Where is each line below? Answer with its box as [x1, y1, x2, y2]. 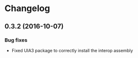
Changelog [4, 3, 50, 14]
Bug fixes [4, 37, 28, 43]
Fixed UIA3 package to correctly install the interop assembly [11, 47, 133, 53]
